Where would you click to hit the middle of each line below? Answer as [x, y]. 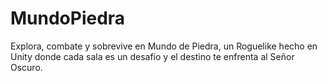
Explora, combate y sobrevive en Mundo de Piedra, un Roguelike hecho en [164, 46]
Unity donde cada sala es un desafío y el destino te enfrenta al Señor [152, 56]
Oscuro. [26, 67]
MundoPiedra [68, 18]
